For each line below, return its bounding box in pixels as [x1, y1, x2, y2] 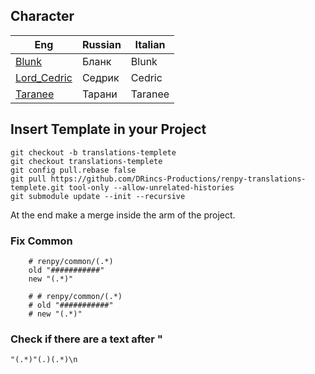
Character [10, 8, 75, 25]
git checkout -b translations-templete [10, 147, 177, 158]
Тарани [81, 87, 118, 101]
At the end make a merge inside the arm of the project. [10, 209, 236, 221]
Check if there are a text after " [10, 332, 163, 346]
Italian [134, 37, 166, 51]
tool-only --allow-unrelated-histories [68, 182, 235, 193]
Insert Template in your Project [10, 121, 207, 138]
